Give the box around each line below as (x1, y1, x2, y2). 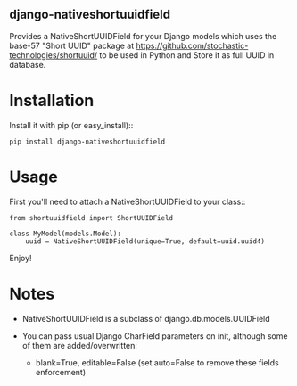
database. (9, 59, 46, 70)
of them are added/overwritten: (21, 340, 138, 350)
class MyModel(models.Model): (9, 229, 122, 238)
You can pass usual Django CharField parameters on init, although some (21, 330, 288, 341)
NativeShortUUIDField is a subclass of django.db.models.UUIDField (21, 313, 270, 324)
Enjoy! (9, 252, 33, 263)
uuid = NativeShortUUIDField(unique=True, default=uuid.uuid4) (25, 236, 266, 246)
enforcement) (35, 366, 87, 377)
